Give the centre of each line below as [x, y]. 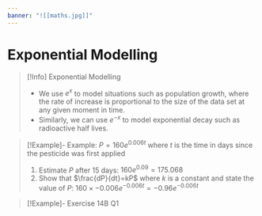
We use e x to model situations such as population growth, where [144, 93]
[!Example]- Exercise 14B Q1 [73, 203]
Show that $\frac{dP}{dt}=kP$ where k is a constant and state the [146, 178]
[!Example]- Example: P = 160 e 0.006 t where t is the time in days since [140, 144]
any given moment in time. [82, 110]
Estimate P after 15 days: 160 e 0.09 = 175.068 [111, 169]
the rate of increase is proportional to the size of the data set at [142, 102]
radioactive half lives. [73, 128]
